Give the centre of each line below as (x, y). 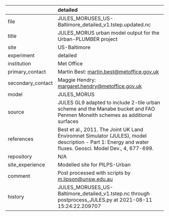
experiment (21, 56)
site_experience (26, 165)
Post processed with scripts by (94, 173)
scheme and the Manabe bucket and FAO (106, 109)
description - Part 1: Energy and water (103, 142)
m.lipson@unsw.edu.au (85, 179)
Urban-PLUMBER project (88, 39)
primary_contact (27, 72)
